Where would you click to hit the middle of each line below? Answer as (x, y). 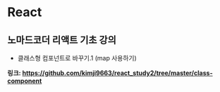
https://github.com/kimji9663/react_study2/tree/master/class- (117, 73)
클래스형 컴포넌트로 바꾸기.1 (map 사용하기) (77, 58)
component (25, 81)
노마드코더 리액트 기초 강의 (62, 40)
